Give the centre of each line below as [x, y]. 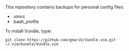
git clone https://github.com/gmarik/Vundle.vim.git [61, 40]
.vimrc [19, 16]
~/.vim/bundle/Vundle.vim [32, 44]
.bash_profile [26, 22]
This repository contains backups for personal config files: [65, 7]
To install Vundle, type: [28, 31]
